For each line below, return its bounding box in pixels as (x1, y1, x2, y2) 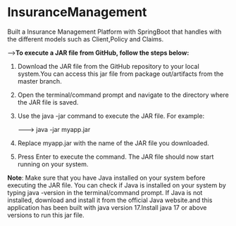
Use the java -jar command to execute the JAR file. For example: (17, 112, 205, 120)
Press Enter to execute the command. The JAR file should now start (17, 152, 214, 161)
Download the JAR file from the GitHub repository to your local (17, 62, 199, 70)
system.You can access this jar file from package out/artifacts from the (17, 69, 224, 78)
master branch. (17, 77, 62, 85)
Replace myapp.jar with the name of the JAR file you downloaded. (17, 138, 209, 147)
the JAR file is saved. (17, 98, 79, 106)
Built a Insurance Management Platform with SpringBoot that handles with (7, 27, 222, 36)
